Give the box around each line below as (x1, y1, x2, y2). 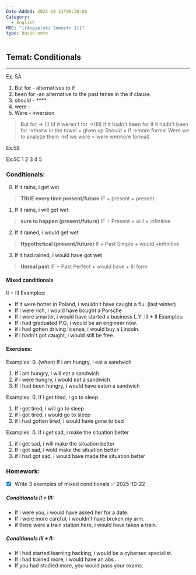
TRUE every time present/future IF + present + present (20, 195, 155, 202)
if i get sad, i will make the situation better (14, 440, 115, 447)
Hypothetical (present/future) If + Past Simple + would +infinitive (20, 241, 180, 248)
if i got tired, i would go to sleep (14, 411, 91, 418)
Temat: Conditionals (6, 52, 82, 62)
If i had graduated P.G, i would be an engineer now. (14, 320, 138, 327)
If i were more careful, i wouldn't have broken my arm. (14, 515, 145, 522)
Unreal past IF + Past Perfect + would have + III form (20, 263, 148, 270)
